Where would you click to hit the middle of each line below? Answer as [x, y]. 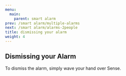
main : [15, 14]
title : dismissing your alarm [36, 32]
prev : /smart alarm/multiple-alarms [42, 23]
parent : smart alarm [35, 19]
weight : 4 [15, 37]
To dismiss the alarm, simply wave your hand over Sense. [63, 68]
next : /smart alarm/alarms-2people [41, 28]
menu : [11, 9]
